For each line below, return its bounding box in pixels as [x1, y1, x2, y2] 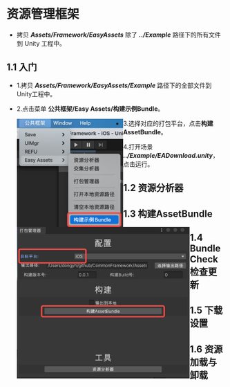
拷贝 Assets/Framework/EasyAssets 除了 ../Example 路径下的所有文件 [16, 30, 222, 39]
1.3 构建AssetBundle [123, 208, 213, 219]
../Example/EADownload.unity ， [123, 151, 219, 159]
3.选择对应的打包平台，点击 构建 [123, 119, 213, 127]
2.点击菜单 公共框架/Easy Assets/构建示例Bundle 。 [16, 105, 164, 113]
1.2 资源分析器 [123, 182, 184, 194]
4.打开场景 [123, 143, 153, 151]
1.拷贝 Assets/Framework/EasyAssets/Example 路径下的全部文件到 [16, 81, 212, 89]
